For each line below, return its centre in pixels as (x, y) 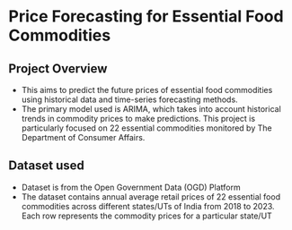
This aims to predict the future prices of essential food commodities (147, 90)
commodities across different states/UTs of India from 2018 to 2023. (148, 206)
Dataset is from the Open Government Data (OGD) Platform (131, 187)
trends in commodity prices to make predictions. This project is (138, 119)
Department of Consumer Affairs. (83, 137)
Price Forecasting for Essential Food (146, 17)
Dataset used (46, 166)
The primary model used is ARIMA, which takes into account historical (151, 109)
